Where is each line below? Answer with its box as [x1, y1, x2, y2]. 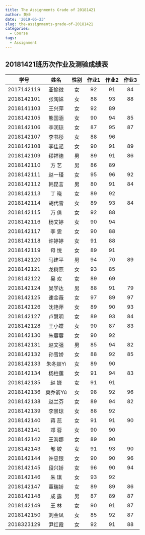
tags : [5, 36, 17, 41]
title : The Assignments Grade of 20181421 [5, 7, 96, 13]
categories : [5, 26, 30, 31]
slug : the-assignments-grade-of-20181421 [5, 21, 94, 27]
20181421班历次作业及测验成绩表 [5, 60, 108, 69]
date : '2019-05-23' [5, 17, 46, 22]
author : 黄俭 [5, 12, 31, 17]
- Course [10, 31, 28, 36]
